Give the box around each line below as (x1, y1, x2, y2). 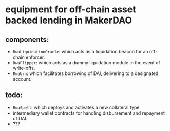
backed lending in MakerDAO (5, 14, 133, 26)
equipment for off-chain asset (5, 4, 136, 15)
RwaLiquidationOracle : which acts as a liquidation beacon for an (12, 49, 148, 54)
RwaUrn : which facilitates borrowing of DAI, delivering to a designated (12, 70, 159, 77)
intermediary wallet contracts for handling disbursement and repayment (12, 109, 165, 116)
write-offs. (12, 65, 35, 71)
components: (5, 35, 49, 44)
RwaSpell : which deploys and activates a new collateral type (12, 104, 140, 110)
